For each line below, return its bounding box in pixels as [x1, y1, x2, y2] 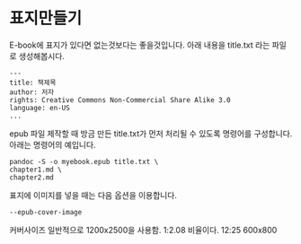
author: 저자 [9, 87, 55, 97]
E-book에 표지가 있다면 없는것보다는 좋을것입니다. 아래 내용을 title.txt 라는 [9, 39, 270, 50]
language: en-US [9, 103, 70, 112]
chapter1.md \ [9, 165, 63, 174]
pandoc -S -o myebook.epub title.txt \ [9, 157, 159, 166]
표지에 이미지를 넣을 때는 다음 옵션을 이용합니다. [9, 189, 178, 200]
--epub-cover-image [9, 207, 83, 216]
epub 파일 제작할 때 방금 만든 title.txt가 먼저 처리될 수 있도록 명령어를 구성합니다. [9, 127, 293, 139]
